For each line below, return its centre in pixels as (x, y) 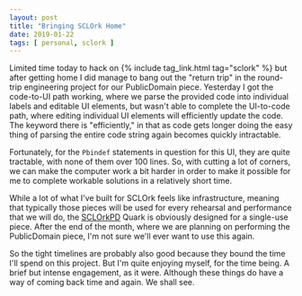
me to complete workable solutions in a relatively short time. (120, 181)
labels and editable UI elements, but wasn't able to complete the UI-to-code (150, 106)
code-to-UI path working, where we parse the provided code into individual (149, 97)
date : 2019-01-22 (42, 34)
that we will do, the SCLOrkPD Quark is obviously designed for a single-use (149, 217)
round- (270, 78)
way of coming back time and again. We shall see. (102, 283)
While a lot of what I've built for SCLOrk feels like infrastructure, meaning (145, 198)
